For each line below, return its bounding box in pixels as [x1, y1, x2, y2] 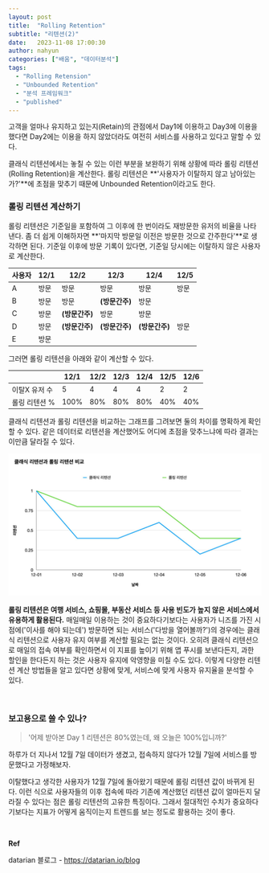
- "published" [15, 97, 63, 106]
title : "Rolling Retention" [8, 21, 106, 30]
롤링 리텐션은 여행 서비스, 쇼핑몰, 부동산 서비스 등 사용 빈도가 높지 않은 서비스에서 [8, 605, 259, 614]
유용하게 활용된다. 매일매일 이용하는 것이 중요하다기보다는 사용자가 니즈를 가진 [8, 615, 253, 625]
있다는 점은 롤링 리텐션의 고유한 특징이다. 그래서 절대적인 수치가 [31, 797, 231, 807]
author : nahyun [8, 47, 59, 55]
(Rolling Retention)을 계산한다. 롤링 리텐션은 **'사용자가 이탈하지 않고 [8, 169, 229, 178]
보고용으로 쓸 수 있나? [8, 712, 88, 723]
